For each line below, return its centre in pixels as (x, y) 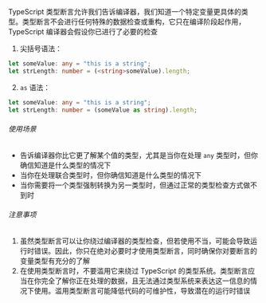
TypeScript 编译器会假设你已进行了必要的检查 (83, 31)
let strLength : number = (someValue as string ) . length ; (103, 110)
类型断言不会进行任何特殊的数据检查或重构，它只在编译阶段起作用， (133, 22)
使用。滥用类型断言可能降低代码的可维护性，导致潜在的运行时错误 (142, 290)
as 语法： (35, 87)
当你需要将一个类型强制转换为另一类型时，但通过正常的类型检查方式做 (135, 185)
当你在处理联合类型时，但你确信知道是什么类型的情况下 (110, 175)
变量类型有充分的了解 (55, 261)
